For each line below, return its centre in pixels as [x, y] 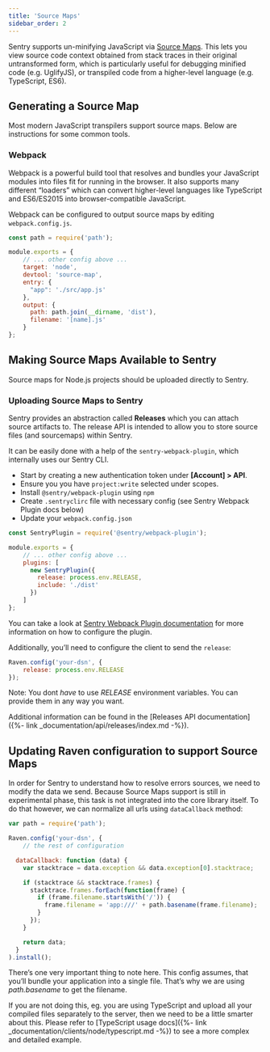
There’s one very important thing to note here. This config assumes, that [128, 973]
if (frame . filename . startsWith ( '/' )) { [104, 898]
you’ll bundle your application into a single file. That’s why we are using [127, 981]
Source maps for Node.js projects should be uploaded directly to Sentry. [129, 379]
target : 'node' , [50, 268]
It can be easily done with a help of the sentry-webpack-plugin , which [124, 451]
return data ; [45, 942]
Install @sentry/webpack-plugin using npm [87, 492]
